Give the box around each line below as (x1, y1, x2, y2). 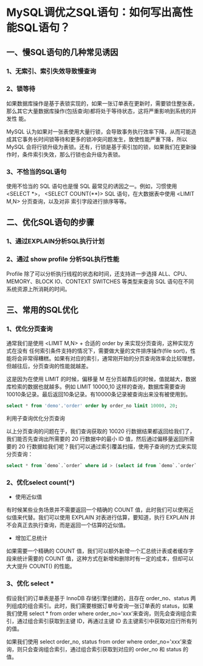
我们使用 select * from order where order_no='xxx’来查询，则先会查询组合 (6, 609, 191, 617)
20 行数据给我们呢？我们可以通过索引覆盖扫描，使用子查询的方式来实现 (18, 443, 198, 450)
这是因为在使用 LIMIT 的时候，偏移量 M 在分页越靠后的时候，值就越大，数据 (6, 376, 196, 383)
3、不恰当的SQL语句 (6, 167, 67, 176)
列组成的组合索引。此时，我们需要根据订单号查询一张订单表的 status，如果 (6, 602, 194, 609)
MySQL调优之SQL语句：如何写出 (6, 5, 172, 20)
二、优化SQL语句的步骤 (6, 217, 94, 227)
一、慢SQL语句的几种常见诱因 (6, 47, 119, 57)
